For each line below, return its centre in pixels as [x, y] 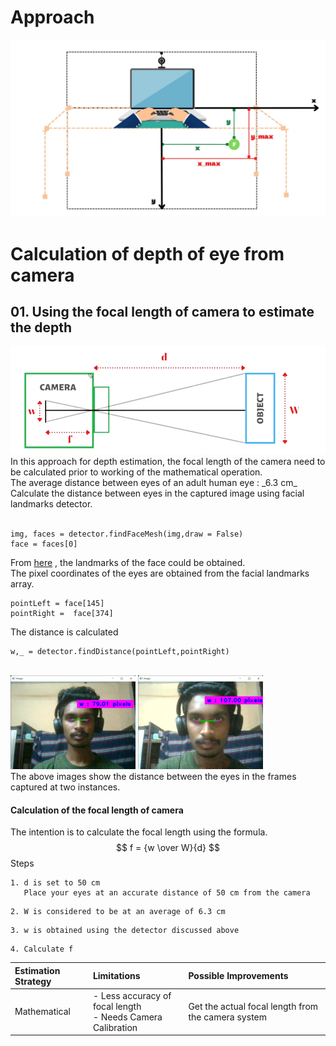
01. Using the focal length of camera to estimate [162, 312]
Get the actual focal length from [253, 1006]
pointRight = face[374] [62, 613]
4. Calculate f [42, 949]
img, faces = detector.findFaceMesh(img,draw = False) [127, 534]
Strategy [33, 981]
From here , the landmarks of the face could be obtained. [128, 562]
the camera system [228, 1017]
